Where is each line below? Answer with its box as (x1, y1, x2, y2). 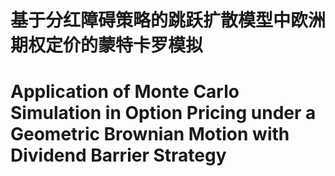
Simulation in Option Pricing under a (10, 102, 317, 125)
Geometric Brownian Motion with (10, 123, 290, 146)
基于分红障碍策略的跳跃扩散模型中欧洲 (10, 9, 327, 32)
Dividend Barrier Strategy (10, 144, 227, 167)
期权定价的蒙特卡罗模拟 (10, 34, 204, 57)
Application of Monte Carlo (10, 81, 240, 103)
